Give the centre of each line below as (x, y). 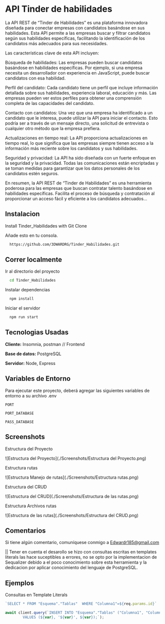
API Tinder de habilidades (59, 9)
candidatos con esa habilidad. (35, 78)
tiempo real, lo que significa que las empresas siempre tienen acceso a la (79, 143)
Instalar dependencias (27, 290)
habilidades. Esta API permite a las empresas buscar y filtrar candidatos (78, 33)
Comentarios (26, 531)
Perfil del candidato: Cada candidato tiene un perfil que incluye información (82, 87)
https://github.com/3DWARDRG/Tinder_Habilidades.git (65, 244)
